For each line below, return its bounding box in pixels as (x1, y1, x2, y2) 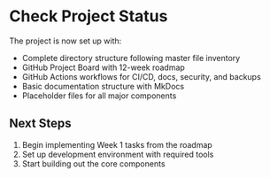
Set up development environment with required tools (21, 149, 214, 159)
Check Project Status (9, 6, 168, 27)
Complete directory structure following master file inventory (21, 52, 241, 63)
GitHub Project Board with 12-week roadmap (21, 62, 186, 73)
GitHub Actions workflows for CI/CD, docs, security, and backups (21, 71, 261, 81)
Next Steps (9, 116, 72, 131)
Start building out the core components (21, 158, 166, 169)
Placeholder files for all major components (21, 90, 177, 101)
